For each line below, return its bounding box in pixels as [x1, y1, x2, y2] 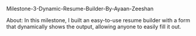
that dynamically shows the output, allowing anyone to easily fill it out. [6, 23, 181, 30]
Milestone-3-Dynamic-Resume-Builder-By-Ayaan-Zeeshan [6, 5, 154, 12]
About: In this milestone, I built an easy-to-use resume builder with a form [6, 17, 191, 23]
